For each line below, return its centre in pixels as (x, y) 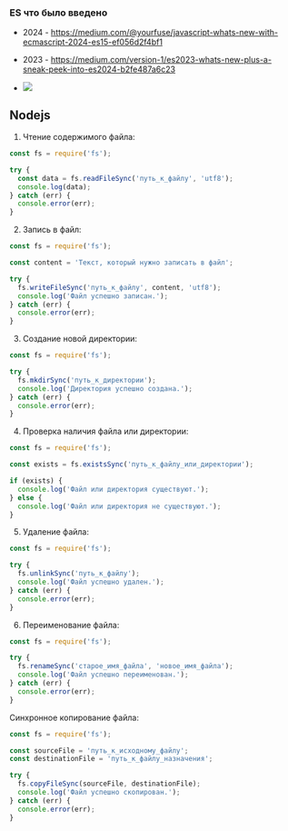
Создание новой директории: (80, 339)
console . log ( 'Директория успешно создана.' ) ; (105, 388)
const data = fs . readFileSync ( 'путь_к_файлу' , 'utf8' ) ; (125, 178)
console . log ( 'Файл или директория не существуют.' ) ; (119, 506)
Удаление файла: (55, 532)
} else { (26, 497)
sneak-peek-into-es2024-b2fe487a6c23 (99, 69)
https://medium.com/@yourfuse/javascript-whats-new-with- (164, 33)
